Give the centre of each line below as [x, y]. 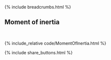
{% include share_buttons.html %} [39, 52]
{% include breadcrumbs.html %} [38, 7]
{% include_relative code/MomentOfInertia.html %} [55, 43]
